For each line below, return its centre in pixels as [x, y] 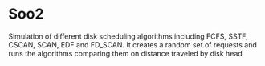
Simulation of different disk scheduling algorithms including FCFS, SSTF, [128, 36]
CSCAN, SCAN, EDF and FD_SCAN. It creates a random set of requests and [132, 44]
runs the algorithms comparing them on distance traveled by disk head [125, 53]
